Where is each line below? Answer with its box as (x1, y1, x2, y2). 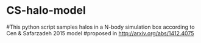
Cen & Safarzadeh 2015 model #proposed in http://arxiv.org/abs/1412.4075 (6, 29, 194, 36)
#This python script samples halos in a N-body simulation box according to (6, 23, 195, 30)
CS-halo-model (6, 4, 86, 17)
